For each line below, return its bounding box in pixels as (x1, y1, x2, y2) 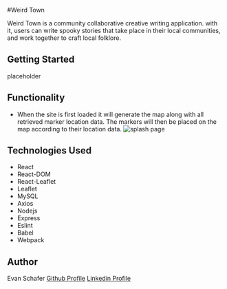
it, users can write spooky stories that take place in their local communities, (7, 27, 221, 34)
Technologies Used (7, 144, 91, 157)
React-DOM (17, 170, 51, 178)
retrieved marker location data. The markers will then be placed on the (17, 117, 217, 126)
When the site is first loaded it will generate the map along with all (17, 110, 204, 118)
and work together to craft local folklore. (7, 34, 122, 42)
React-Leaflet (17, 178, 56, 186)
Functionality (7, 92, 65, 104)
